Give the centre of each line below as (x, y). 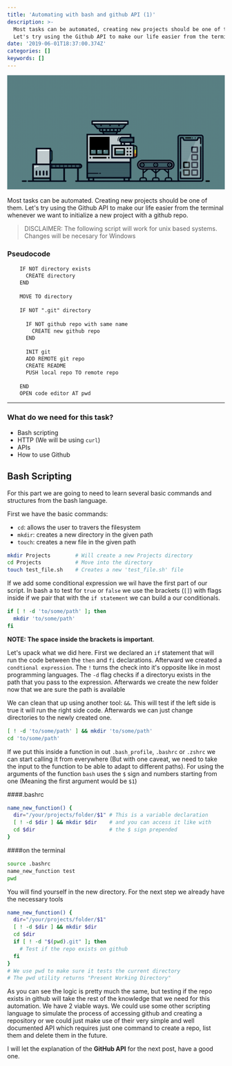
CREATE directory (50, 276)
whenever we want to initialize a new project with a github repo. (98, 215)
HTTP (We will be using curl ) (59, 440)
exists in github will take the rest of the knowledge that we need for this (109, 999)
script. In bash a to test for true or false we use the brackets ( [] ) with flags (115, 591)
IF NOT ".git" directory (55, 311)
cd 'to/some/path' (33, 738)
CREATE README (46, 366)
